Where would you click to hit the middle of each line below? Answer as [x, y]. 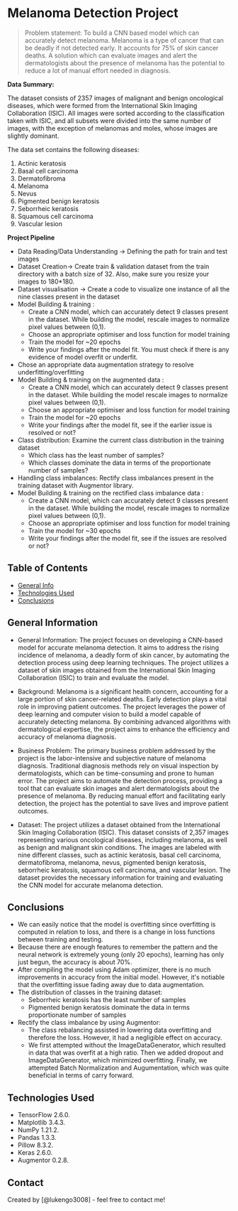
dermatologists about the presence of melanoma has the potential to [125, 63]
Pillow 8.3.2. [35, 1145]
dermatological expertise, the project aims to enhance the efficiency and [124, 729]
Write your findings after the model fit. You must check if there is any [129, 349]
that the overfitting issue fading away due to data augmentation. [111, 985]
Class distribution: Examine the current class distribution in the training [121, 440]
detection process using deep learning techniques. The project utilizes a [123, 662]
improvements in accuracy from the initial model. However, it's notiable [121, 977]
